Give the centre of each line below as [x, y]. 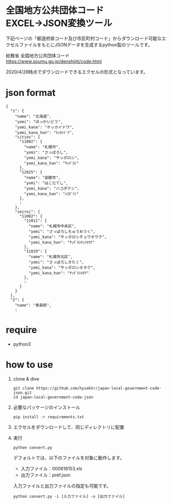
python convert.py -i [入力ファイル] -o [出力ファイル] [69, 496]
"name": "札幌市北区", [50, 257]
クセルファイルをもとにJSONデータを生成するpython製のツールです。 [79, 44]
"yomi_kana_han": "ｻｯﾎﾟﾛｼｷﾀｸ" [59, 273]
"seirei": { [27, 212]
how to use [30, 365]
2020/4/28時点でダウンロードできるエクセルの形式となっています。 [77, 71]
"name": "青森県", [33, 305]
